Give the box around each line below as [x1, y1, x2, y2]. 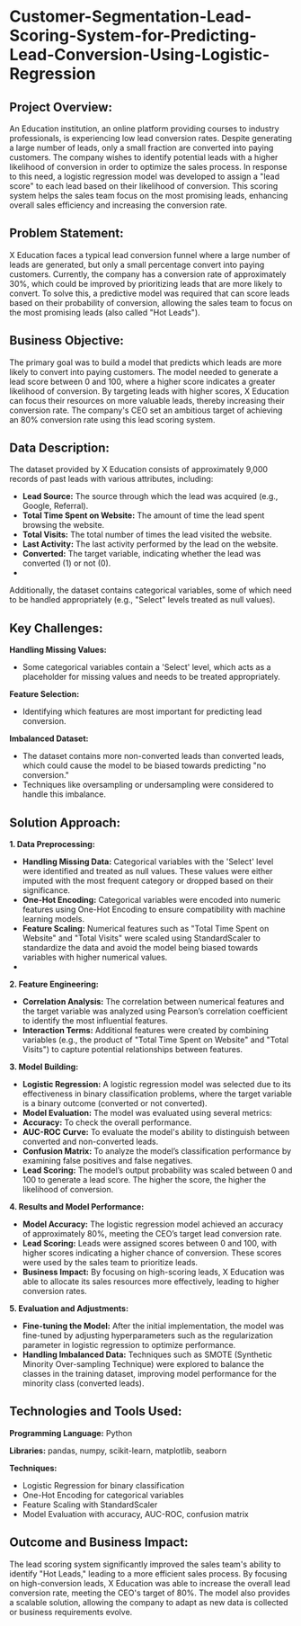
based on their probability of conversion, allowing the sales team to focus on [9, 297, 293, 308]
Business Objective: [9, 333, 124, 348]
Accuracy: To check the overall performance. [22, 1117, 192, 1128]
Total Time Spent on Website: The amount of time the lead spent [22, 510, 265, 521]
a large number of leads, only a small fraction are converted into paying [9, 142, 274, 153]
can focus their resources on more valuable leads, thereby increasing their [9, 395, 285, 406]
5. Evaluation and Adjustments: [9, 1303, 128, 1314]
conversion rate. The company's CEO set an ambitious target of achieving [9, 405, 283, 415]
